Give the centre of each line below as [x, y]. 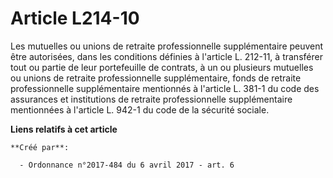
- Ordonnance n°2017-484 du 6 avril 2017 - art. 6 [127, 165]
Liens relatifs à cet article [64, 129]
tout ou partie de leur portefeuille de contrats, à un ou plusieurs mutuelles [162, 67]
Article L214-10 [75, 18]
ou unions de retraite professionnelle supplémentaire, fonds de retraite [156, 78]
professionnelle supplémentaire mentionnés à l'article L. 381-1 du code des [165, 88]
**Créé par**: [40, 147]
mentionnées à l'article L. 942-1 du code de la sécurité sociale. [140, 109]
